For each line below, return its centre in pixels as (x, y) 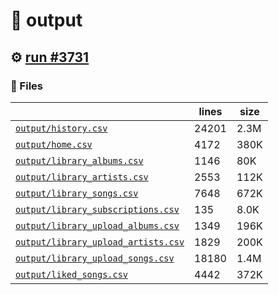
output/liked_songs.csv (72, 274)
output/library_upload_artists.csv (100, 242)
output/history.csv (61, 128)
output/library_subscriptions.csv (97, 209)
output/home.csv (54, 144)
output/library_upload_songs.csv (95, 258)
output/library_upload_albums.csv (97, 225)
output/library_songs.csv (77, 193)
